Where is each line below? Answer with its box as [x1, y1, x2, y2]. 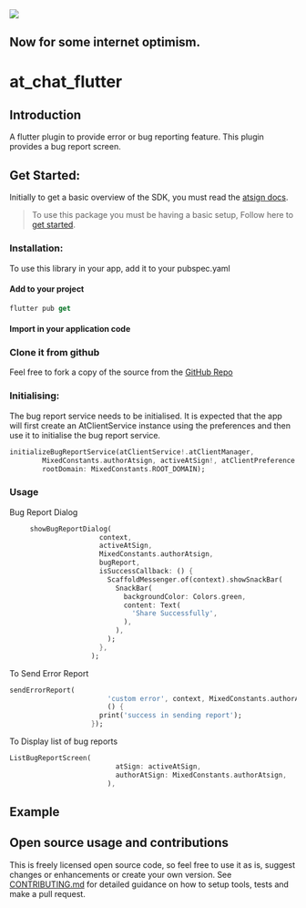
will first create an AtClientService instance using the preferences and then [9, 419, 291, 431]
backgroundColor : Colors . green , [123, 592, 247, 601]
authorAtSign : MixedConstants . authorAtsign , [115, 770, 287, 779]
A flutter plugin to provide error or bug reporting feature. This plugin [9, 131, 264, 142]
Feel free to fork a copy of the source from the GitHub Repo [9, 366, 234, 377]
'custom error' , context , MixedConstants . [107, 694, 271, 703]
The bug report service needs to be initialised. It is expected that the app [9, 410, 282, 421]
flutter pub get [9, 304, 71, 313]
